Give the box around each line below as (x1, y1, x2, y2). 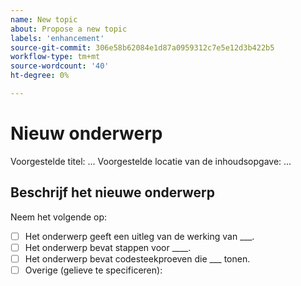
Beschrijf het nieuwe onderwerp (10, 184, 216, 201)
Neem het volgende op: (10, 211, 108, 223)
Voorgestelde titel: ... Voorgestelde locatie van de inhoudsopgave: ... (10, 155, 292, 167)
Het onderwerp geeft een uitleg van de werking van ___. (24, 230, 255, 242)
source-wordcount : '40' (10, 61, 110, 71)
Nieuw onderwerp (10, 122, 163, 145)
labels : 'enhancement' (10, 33, 105, 43)
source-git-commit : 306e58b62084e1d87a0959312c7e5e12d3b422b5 (10, 42, 275, 53)
